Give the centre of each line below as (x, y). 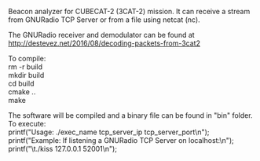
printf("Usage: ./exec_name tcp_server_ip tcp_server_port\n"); (109, 132)
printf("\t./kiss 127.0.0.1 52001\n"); (63, 149)
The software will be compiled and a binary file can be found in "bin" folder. (130, 115)
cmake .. (22, 92)
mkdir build (26, 75)
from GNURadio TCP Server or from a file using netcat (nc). (104, 20)
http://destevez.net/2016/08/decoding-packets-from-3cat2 (104, 43)
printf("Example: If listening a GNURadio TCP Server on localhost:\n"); (121, 140)
